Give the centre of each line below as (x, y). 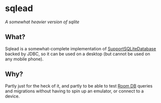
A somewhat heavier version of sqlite (42, 22)
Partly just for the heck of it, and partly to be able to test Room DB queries (79, 86)
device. (12, 96)
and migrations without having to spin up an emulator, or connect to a (74, 91)
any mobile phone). (24, 59)
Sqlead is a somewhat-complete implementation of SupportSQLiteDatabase (80, 48)
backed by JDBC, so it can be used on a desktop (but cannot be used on (78, 54)
